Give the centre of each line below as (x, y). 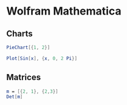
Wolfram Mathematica (64, 11)
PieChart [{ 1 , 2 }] (28, 47)
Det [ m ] (15, 97)
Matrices (24, 77)
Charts (20, 34)
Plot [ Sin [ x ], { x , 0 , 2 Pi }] (42, 58)
